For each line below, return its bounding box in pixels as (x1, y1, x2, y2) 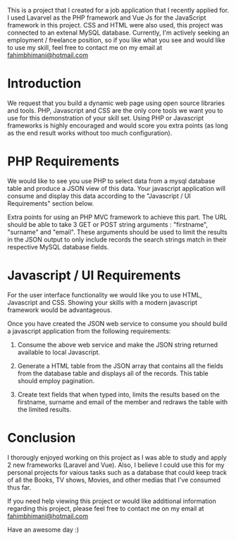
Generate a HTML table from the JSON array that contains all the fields (17, 361, 223, 370)
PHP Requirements (7, 154, 120, 170)
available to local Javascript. (17, 348, 101, 356)
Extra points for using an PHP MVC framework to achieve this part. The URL (7, 213, 228, 221)
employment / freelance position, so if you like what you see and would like (7, 36, 225, 44)
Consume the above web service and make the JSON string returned (17, 340, 218, 349)
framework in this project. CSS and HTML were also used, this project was (7, 21, 223, 29)
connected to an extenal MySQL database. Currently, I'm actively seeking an (7, 28, 230, 37)
